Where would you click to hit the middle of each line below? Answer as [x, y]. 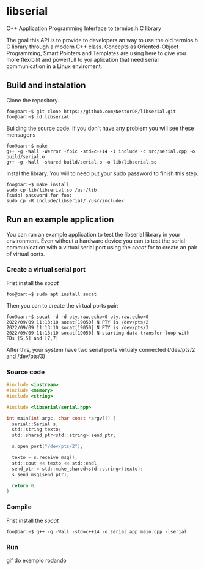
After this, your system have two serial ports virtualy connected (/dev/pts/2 [101, 349]
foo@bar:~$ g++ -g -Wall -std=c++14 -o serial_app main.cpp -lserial [97, 531]
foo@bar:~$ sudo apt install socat [52, 294]
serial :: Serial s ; [35, 424]
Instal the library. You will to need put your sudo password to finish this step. [102, 173]
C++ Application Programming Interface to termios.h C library [84, 28]
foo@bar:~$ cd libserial [38, 117]
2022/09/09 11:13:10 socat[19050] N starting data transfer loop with [98, 333]
